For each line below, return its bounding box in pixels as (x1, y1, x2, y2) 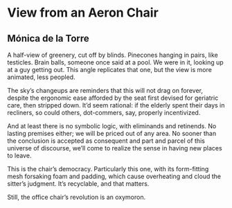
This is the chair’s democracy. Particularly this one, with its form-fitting (7, 165, 209, 173)
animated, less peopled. (7, 73, 75, 81)
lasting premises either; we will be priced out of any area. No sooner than (7, 130, 217, 137)
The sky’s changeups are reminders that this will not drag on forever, (7, 87, 203, 94)
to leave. (7, 151, 32, 159)
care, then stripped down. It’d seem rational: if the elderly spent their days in (7, 101, 225, 109)
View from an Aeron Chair (7, 5, 159, 21)
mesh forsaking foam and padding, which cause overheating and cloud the (7, 172, 222, 180)
